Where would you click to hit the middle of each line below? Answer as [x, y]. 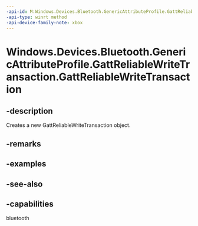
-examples [26, 164]
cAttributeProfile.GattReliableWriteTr [98, 64]
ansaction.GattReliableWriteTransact [98, 77]
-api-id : [17, 12]
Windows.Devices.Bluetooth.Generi [96, 52]
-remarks [24, 144]
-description [29, 111]
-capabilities [30, 204]
